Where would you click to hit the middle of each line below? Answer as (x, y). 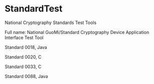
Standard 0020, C (23, 57)
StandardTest (34, 9)
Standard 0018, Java (26, 47)
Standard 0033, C (23, 66)
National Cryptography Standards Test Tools (51, 22)
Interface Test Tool (24, 37)
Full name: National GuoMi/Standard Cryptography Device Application (77, 32)
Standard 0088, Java (26, 76)
